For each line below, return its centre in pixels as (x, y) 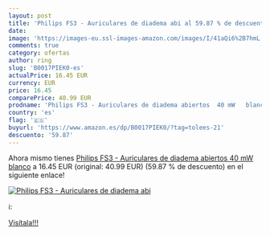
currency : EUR (32, 83)
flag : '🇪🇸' (28, 120)
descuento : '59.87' (41, 135)
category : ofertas (39, 53)
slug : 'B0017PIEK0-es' (46, 68)
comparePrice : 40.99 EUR (50, 98)
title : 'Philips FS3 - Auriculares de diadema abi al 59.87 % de (120, 23)
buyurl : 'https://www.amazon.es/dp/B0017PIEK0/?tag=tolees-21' (117, 128)
